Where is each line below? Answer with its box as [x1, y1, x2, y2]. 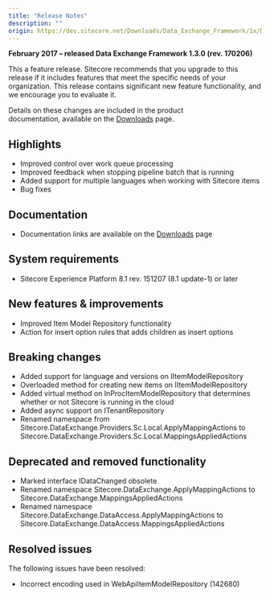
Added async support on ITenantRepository [19, 406, 165, 415]
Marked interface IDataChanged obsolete [19, 476, 157, 486]
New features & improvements [8, 297, 164, 311]
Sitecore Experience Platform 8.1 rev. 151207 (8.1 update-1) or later [19, 274, 239, 283]
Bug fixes [19, 184, 52, 194]
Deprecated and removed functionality [8, 455, 207, 468]
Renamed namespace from [19, 414, 110, 424]
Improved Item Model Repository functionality [19, 319, 172, 328]
